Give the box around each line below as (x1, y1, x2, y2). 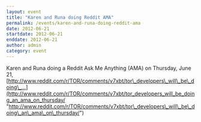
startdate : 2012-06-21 (6, 31, 63, 37)
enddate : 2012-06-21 (6, 37, 58, 43)
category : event (6, 48, 47, 54)
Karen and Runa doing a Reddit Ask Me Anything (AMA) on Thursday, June (6, 64, 192, 72)
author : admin (6, 43, 42, 49)
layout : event (6, 8, 42, 15)
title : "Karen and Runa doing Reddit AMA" (6, 14, 114, 20)
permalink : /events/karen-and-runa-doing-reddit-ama (6, 20, 141, 26)
